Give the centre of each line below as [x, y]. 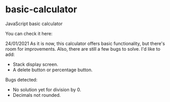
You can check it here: [29, 33]
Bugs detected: [21, 79]
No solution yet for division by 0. [47, 89]
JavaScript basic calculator [34, 24]
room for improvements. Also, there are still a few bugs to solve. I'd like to [83, 49]
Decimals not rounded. [37, 95]
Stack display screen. [35, 64]
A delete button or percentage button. [53, 70]
